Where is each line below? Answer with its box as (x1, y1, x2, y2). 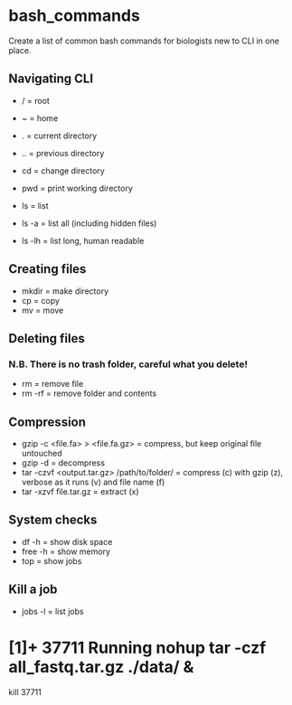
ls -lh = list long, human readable (21, 235, 145, 246)
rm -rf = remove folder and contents (21, 388, 157, 399)
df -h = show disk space (21, 536, 113, 547)
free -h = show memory (21, 546, 110, 557)
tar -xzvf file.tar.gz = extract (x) (21, 486, 139, 497)
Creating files (8, 261, 87, 277)
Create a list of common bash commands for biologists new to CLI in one (8, 35, 279, 46)
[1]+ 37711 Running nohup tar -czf (8, 637, 267, 658)
